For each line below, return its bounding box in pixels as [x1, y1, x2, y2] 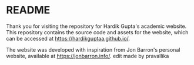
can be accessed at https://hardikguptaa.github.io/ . [6, 35, 131, 42]
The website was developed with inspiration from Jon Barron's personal [6, 46, 180, 53]
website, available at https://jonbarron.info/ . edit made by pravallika [6, 52, 169, 59]
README [6, 3, 51, 17]
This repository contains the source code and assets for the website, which [6, 28, 189, 35]
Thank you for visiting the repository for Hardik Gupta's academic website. [6, 23, 187, 30]
